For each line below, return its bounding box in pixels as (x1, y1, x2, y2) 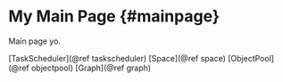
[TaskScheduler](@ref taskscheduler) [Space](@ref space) (8, 53, 227, 63)
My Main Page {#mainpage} (8, 6, 221, 27)
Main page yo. (8, 36, 62, 46)
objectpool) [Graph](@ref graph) (30, 62, 152, 73)
